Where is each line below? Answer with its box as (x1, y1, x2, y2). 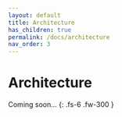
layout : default (8, 11, 61, 19)
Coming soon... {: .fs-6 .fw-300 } (8, 100, 115, 109)
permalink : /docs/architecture (8, 33, 110, 41)
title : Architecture (8, 19, 76, 27)
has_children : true (8, 26, 72, 34)
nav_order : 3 (8, 41, 51, 48)
